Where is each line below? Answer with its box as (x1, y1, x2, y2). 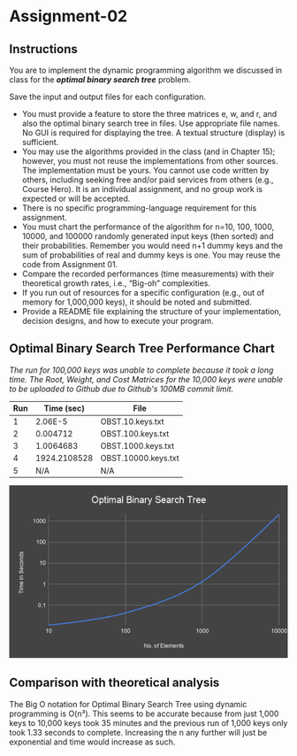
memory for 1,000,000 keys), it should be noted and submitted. (21, 297, 252, 307)
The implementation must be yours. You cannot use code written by (21, 166, 270, 175)
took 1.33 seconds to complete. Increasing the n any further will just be (9, 727, 268, 737)
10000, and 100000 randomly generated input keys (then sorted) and (21, 231, 274, 241)
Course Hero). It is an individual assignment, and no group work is (21, 184, 263, 194)
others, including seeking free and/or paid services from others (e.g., (21, 174, 274, 185)
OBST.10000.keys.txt (100, 453, 179, 464)
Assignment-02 (9, 6, 128, 27)
